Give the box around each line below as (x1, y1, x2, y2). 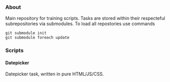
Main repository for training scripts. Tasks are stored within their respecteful (5, 15, 165, 22)
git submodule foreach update (5, 35, 70, 40)
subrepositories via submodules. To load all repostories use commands (5, 20, 155, 27)
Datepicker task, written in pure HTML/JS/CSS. (5, 71, 104, 77)
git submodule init (5, 31, 47, 36)
